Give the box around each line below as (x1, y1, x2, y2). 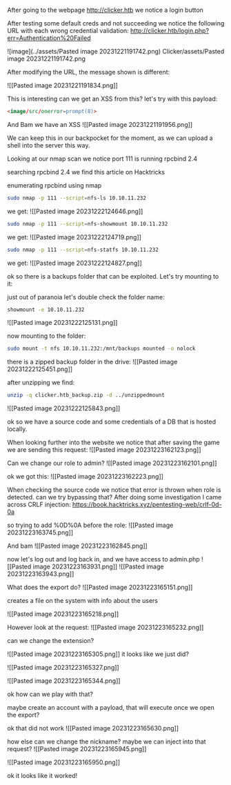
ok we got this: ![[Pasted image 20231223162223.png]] (7, 473, 164, 481)
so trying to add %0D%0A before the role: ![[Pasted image (7, 521, 174, 530)
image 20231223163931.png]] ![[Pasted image (32, 562, 164, 571)
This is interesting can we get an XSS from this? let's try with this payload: (7, 95, 218, 103)
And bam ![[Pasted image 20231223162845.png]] (7, 541, 148, 550)
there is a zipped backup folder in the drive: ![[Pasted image (7, 358, 178, 366)
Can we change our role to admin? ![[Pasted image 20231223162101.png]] (7, 459, 217, 468)
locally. (7, 425, 28, 433)
